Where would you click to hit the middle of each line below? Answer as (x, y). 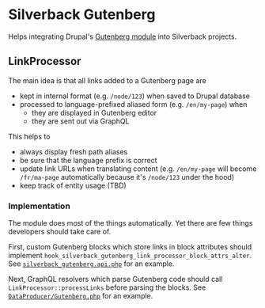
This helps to (29, 136)
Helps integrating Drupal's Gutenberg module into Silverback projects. (123, 36)
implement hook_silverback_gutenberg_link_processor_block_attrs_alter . (130, 256)
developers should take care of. (60, 232)
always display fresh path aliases (74, 151)
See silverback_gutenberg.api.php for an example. (91, 264)
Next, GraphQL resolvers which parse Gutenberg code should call (115, 279)
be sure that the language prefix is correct (88, 160)
